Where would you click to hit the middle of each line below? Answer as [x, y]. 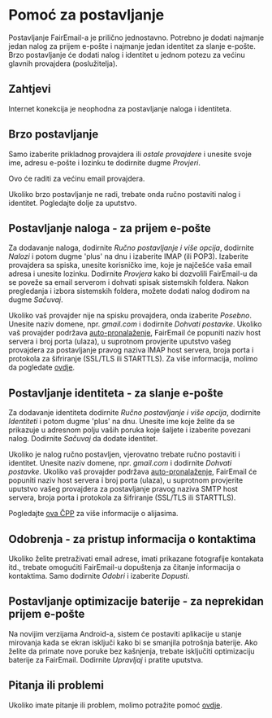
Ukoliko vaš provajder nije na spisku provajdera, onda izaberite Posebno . [130, 316]
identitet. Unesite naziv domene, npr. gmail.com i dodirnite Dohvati [120, 463]
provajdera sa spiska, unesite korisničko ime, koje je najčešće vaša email [130, 265]
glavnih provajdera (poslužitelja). [63, 63]
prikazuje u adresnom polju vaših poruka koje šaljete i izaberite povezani [130, 430]
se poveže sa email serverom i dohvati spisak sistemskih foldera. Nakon [129, 282]
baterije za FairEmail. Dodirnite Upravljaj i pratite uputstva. [106, 659]
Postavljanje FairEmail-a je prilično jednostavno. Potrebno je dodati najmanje [136, 37]
